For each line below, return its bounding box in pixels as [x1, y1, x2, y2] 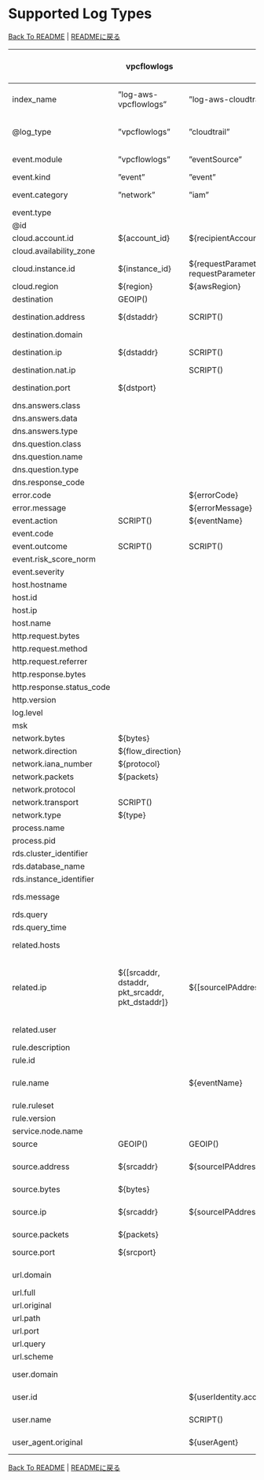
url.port [12, 1325, 39, 1336]
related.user [12, 1024, 57, 1035]
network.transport [12, 796, 79, 807]
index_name [12, 94, 57, 105]
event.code [12, 528, 53, 539]
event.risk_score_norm [12, 553, 97, 564]
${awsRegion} [188, 280, 241, 291]
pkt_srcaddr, [117, 986, 165, 997]
